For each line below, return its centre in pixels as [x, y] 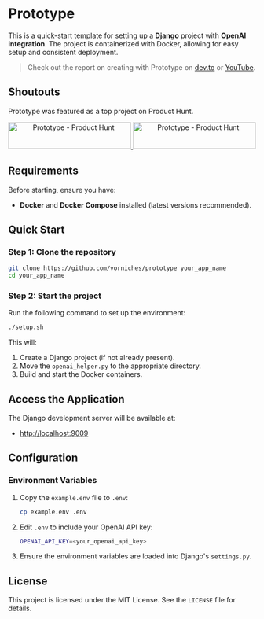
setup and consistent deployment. [63, 52]
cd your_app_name [37, 276]
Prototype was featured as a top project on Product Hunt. [101, 111]
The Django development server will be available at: [92, 418]
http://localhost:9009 [54, 433]
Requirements [43, 171]
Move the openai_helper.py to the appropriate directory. [110, 366]
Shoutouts [34, 92]
